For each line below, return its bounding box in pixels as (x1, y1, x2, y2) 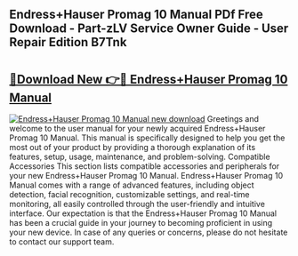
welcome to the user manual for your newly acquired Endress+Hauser (9, 124, 266, 133)
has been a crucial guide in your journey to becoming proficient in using (9, 218, 273, 228)
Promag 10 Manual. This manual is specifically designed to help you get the (9, 132, 286, 143)
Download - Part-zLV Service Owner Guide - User (9, 21, 289, 36)
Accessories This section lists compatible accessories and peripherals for (9, 161, 280, 172)
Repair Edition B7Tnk (9, 35, 127, 50)
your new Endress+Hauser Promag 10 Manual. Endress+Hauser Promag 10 (9, 171, 283, 180)
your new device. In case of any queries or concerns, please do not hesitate (9, 227, 288, 237)
